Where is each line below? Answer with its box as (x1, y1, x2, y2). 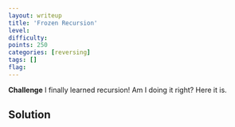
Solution (8, 108, 51, 121)
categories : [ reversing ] (8, 48, 91, 56)
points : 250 (8, 41, 48, 49)
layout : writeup (8, 11, 62, 20)
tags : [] (8, 56, 37, 64)
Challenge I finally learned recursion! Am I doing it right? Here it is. (8, 85, 227, 94)
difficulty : (8, 33, 48, 42)
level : (8, 26, 30, 34)
